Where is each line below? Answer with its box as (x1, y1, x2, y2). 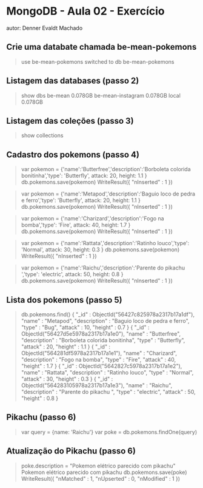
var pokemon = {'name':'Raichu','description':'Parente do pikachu (21, 264, 185, 271)
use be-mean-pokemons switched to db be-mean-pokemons (21, 58, 175, 65)
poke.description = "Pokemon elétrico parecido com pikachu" (21, 462, 176, 469)
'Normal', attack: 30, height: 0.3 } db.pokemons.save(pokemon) (21, 246, 180, 253)
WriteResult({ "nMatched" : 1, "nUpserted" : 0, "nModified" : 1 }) (21, 475, 181, 482)
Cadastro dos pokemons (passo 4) (6, 149, 139, 160)
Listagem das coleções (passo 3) (6, 115, 135, 126)
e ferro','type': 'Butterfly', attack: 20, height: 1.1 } (21, 197, 141, 204)
